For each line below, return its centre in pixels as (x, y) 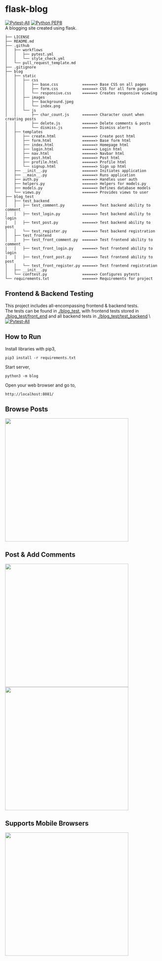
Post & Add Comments (40, 554)
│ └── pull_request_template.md (41, 63)
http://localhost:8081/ (30, 394)
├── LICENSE (17, 37)
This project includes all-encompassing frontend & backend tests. (72, 305)
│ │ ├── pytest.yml (30, 54)
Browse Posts (27, 409)
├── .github (17, 45)
